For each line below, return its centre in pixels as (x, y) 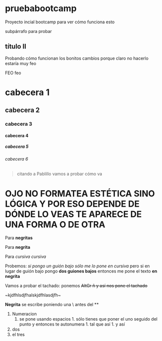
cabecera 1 (27, 92)
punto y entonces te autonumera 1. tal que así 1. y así (72, 324)
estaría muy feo (21, 63)
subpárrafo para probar (29, 31)
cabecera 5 (17, 146)
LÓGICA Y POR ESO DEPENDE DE (72, 204)
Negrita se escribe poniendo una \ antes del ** (52, 305)
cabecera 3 (19, 124)
